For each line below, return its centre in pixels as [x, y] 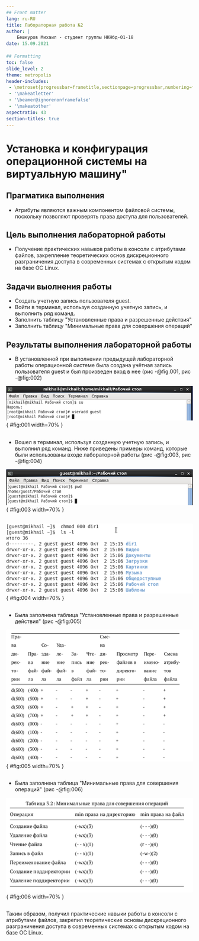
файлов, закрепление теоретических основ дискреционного [92, 255]
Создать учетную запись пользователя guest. [73, 301]
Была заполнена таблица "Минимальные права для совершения [97, 783]
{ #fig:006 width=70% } [35, 897]
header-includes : [28, 81]
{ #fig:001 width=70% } [35, 425]
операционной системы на [77, 161]
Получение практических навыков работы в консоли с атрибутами [100, 249]
